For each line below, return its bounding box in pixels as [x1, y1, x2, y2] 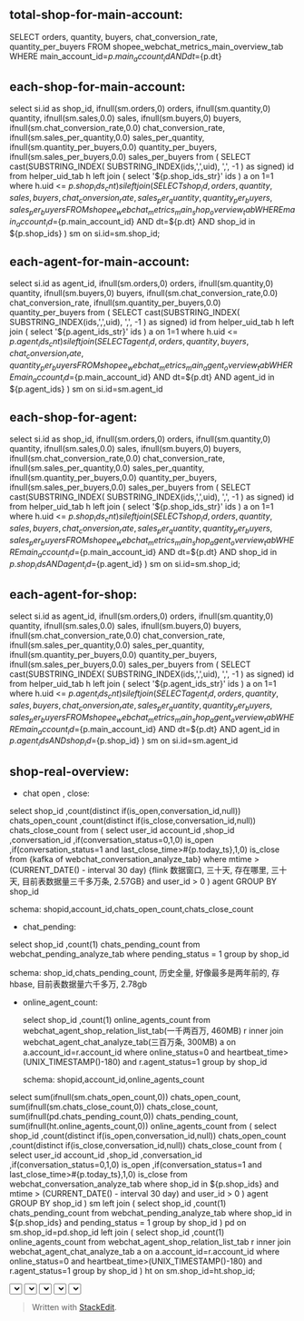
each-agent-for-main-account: [9, 254, 191, 269]
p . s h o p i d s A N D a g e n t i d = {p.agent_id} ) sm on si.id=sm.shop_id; [9, 558, 240, 571]
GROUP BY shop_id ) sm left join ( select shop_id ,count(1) [9, 1198, 227, 1209]
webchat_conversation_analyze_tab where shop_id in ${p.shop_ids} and [9, 1178, 279, 1189]
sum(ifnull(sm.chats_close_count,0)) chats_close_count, [9, 1101, 219, 1112]
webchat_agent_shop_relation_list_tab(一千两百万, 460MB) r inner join [22, 1026, 284, 1037]
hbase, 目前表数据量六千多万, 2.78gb [9, 978, 148, 989]
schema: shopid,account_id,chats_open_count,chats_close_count [9, 904, 254, 915]
